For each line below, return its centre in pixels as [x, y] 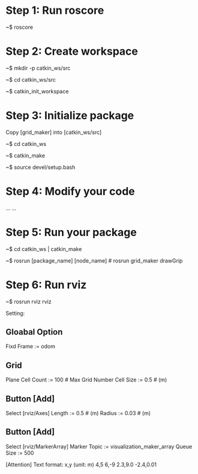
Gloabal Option [34, 332]
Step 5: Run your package [71, 232]
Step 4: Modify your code [70, 191]
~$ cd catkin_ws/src [31, 79]
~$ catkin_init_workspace [37, 91]
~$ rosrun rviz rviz [28, 302]
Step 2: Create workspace [72, 51]
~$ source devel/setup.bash [40, 167]
